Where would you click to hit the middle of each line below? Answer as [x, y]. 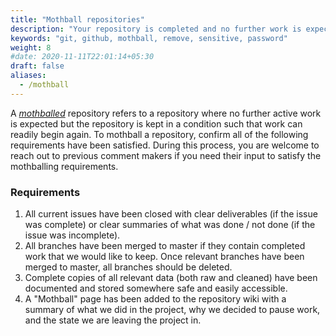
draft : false [37, 66]
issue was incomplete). [72, 235]
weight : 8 [31, 47]
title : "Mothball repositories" [77, 19]
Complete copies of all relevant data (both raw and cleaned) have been [171, 278]
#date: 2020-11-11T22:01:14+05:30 [82, 57]
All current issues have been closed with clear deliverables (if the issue [171, 214]
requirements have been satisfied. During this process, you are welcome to [165, 145]
